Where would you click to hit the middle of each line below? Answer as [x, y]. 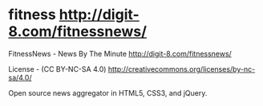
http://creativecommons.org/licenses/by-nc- [182, 69]
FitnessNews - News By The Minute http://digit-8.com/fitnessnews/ [120, 53]
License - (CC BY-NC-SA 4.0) [57, 69]
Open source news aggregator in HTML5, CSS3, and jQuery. [108, 92]
